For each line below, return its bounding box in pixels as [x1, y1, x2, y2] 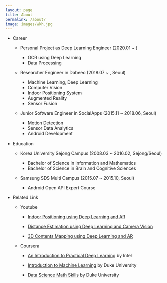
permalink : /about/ [5, 17, 46, 22]
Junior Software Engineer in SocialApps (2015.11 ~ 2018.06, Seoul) [20, 110, 157, 116]
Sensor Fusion [27, 101, 58, 107]
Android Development [27, 131, 73, 137]
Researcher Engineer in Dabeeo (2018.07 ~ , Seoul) [20, 70, 126, 76]
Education [12, 140, 34, 147]
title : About [5, 12, 33, 17]
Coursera [20, 243, 40, 249]
